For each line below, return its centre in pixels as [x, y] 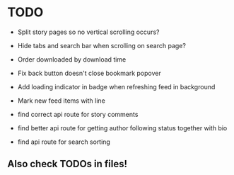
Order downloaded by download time [72, 59]
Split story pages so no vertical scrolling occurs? [88, 32]
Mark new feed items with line [62, 101]
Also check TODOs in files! [68, 164]
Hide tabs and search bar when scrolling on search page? [101, 45]
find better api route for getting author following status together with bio [122, 128]
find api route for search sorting [64, 142]
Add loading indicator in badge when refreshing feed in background [116, 86]
